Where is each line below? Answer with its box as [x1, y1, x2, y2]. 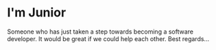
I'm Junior [7, 5, 67, 21]
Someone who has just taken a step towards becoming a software [7, 27, 194, 36]
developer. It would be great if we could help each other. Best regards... [7, 34, 210, 42]
